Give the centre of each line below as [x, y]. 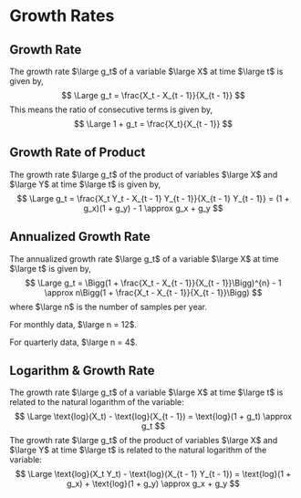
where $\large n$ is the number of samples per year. [109, 306]
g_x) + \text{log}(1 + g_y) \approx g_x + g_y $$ [153, 483]
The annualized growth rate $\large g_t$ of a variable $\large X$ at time [144, 259]
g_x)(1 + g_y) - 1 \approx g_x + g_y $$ [153, 208]
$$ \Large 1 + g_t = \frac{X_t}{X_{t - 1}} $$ [153, 124]
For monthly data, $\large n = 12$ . [73, 324]
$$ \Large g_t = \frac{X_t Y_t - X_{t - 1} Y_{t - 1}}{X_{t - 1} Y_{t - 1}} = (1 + [153, 198]
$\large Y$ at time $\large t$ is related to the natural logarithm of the [138, 450]
